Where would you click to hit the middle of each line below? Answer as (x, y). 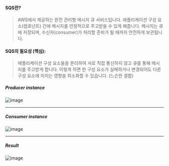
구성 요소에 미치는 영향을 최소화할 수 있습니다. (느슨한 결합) (75, 76)
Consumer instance (26, 116)
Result (12, 145)
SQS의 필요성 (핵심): (26, 51)
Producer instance (25, 88)
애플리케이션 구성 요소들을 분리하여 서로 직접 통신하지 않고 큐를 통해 (84, 63)
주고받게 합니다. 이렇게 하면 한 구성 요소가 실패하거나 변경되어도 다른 (94, 69)
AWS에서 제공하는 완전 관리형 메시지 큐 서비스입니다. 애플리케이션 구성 (87, 20)
